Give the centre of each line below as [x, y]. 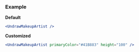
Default [13, 18]
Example [16, 7]
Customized [18, 36]
